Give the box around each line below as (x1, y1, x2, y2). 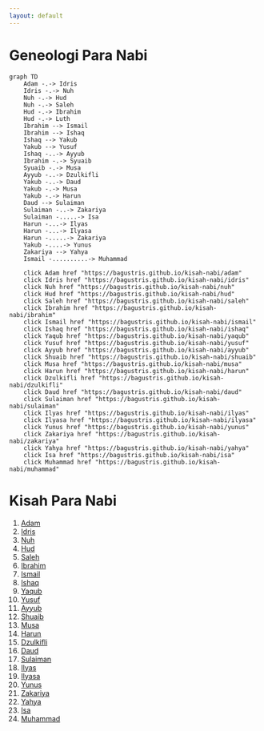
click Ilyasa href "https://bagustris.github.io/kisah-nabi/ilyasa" (23, 416, 257, 424)
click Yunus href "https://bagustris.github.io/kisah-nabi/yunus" (23, 423, 250, 431)
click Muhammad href (23, 458, 92, 466)
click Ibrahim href (23, 303, 89, 312)
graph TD (9, 73, 38, 81)
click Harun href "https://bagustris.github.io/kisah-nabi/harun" (23, 367, 250, 375)
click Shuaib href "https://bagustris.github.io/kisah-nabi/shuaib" (23, 353, 257, 361)
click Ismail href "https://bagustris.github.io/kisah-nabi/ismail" (23, 318, 257, 326)
